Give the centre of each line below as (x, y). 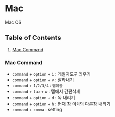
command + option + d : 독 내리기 (43, 98)
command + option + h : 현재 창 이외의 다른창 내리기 (61, 104)
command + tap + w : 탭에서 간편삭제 (46, 91)
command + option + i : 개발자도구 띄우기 (52, 74)
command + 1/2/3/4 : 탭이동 (37, 86)
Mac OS (13, 22)
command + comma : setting (37, 110)
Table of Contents (33, 38)
